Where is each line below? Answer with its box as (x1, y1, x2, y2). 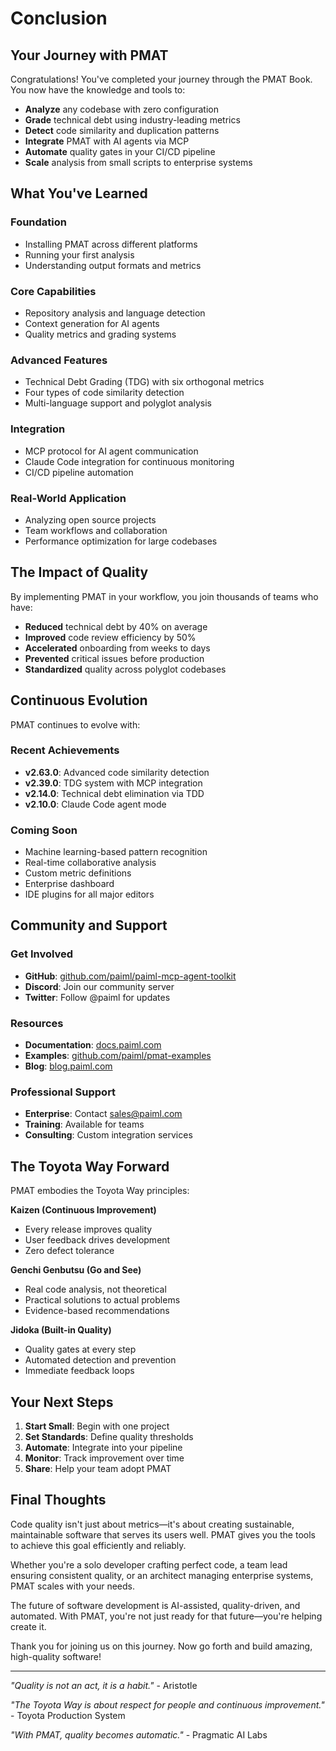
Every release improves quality (24, 1223, 153, 1236)
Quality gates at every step (24, 1343, 137, 1356)
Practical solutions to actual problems (24, 1294, 181, 1306)
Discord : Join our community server (24, 980, 175, 992)
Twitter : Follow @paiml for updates (24, 991, 171, 1003)
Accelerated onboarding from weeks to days (24, 642, 211, 654)
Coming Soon (10, 823, 78, 837)
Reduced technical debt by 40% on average (24, 620, 208, 632)
